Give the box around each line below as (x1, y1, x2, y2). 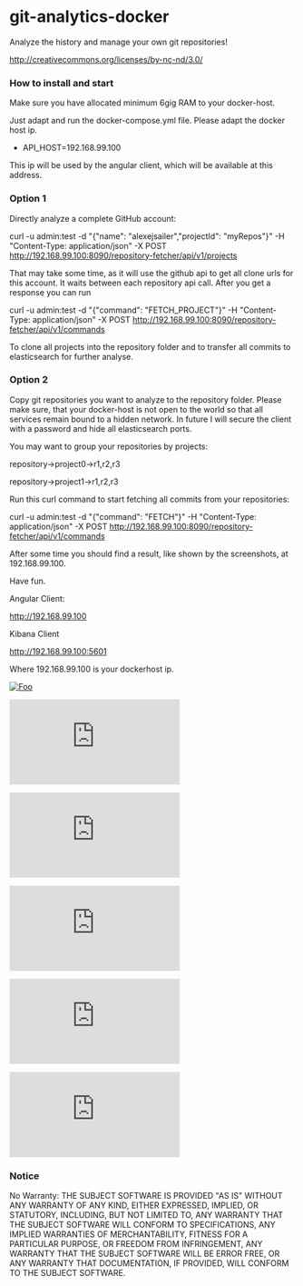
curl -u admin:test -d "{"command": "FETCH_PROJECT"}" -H (9, 304, 238, 315)
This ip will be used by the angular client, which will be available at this (9, 160, 274, 171)
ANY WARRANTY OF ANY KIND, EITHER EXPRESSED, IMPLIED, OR (9, 1200, 259, 1211)
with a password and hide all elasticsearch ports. (9, 423, 192, 434)
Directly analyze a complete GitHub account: (9, 213, 177, 224)
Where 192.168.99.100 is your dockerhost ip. (9, 663, 174, 674)
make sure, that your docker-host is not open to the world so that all (9, 404, 263, 414)
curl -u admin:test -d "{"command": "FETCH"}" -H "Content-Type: (9, 511, 257, 522)
